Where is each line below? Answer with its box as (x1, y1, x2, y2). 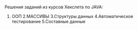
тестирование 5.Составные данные (11, 19, 86, 24)
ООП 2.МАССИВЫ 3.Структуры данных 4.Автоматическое (11, 14, 134, 19)
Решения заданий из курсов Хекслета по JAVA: (4, 4, 103, 10)
